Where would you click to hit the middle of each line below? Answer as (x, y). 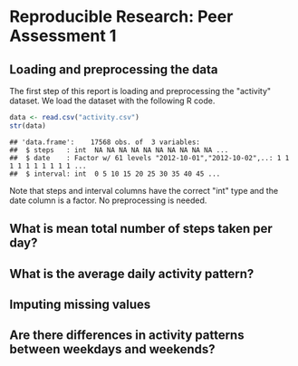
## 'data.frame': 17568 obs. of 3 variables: (105, 142)
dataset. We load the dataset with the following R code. (112, 101)
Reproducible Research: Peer (121, 17)
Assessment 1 (63, 36)
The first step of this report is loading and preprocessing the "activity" (140, 91)
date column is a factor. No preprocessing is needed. (108, 200)
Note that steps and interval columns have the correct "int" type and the (144, 190)
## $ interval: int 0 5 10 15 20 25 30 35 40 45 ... (115, 174)
